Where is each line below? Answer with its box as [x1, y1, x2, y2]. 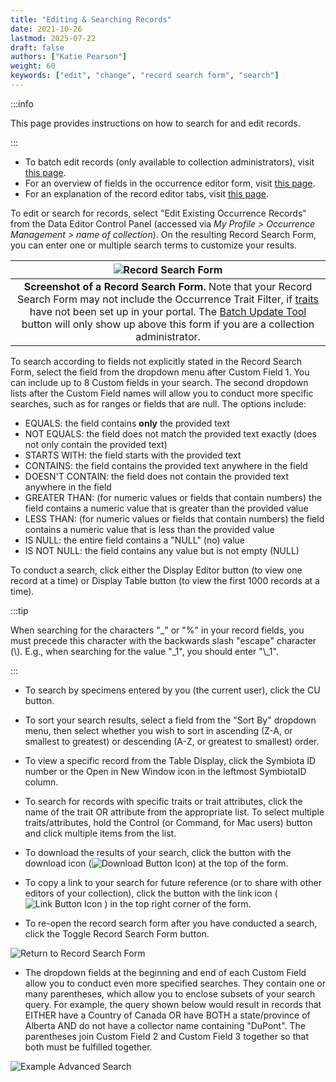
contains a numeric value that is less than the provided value [24, 523, 275, 535]
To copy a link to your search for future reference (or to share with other [24, 876, 322, 888]
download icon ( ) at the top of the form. [24, 857, 289, 869]
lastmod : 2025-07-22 [10, 33, 97, 43]
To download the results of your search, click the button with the [24, 846, 292, 858]
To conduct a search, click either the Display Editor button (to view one [10, 564, 303, 576]
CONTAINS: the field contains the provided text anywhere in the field [24, 459, 308, 471]
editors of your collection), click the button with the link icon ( [24, 887, 278, 899]
